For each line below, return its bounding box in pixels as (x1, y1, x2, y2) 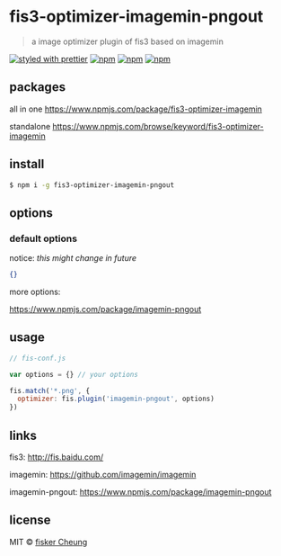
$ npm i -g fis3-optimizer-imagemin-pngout (9, 180, 175, 190)
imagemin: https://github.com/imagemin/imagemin (9, 470, 197, 480)
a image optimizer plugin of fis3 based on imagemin (31, 36, 224, 47)
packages (9, 79, 66, 95)
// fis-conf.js (9, 354, 66, 363)
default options (9, 232, 78, 245)
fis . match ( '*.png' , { (9, 386, 91, 395)
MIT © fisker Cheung (9, 536, 88, 547)
